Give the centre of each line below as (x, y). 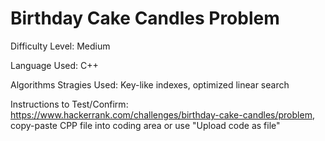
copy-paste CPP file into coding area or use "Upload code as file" (145, 125)
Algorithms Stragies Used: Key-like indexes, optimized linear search (150, 84)
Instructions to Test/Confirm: (69, 104)
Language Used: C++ (54, 65)
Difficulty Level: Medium (60, 46)
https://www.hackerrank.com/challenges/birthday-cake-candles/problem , (162, 114)
